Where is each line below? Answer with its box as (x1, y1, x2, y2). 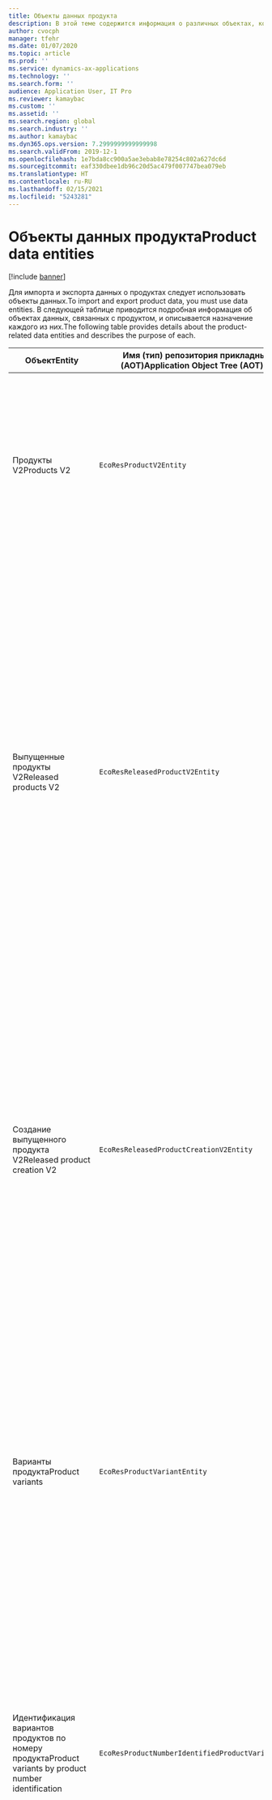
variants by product (12, 1763, 87, 1774)
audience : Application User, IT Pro (8, 87, 132, 96)
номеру (12, 1742, 43, 1754)
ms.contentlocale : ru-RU (8, 177, 92, 186)
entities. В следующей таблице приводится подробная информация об (8, 305, 253, 314)
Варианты (12, 1456, 52, 1467)
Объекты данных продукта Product (8, 228, 257, 245)
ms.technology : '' (8, 72, 70, 80)
